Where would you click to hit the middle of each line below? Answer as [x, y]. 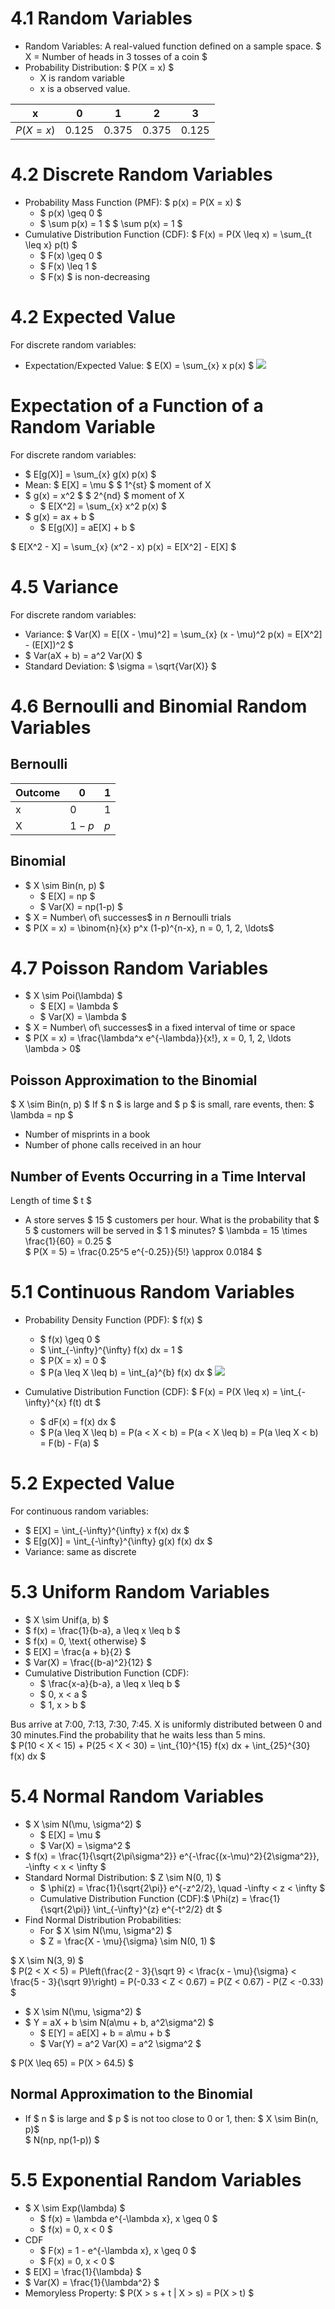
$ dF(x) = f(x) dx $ [78, 1421]
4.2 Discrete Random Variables [141, 174]
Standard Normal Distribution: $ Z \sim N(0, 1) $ [123, 1877]
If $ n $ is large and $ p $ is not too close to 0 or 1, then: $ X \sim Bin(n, [171, 2118]
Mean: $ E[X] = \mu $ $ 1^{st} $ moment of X [118, 484]
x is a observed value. [85, 88]
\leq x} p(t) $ [51, 244]
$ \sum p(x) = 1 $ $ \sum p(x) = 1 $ [111, 223]
